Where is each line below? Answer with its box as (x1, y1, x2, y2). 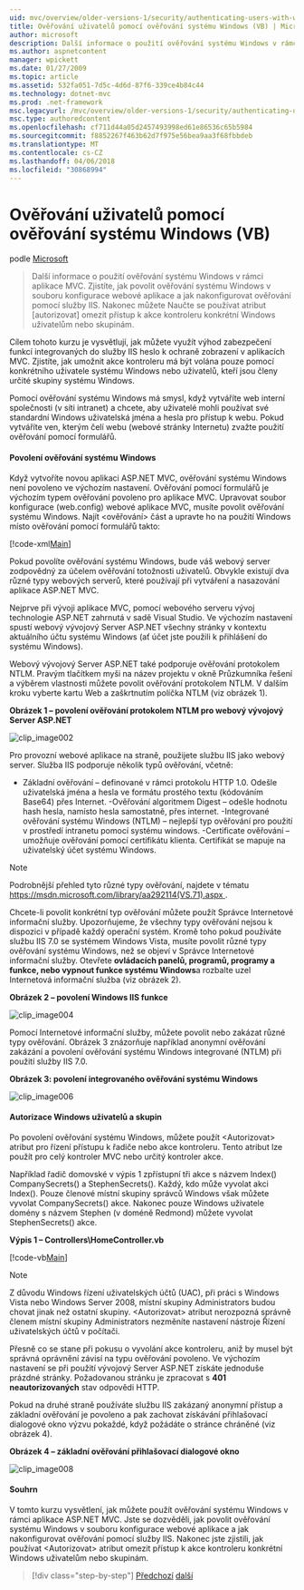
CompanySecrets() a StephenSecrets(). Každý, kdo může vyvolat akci (9, 1178, 269, 1189)
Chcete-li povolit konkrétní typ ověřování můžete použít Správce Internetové (9, 906, 294, 917)
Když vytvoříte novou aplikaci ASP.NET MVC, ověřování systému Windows (9, 473, 287, 483)
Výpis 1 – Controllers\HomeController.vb (9, 1234, 165, 1245)
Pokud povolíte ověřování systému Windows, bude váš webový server (9, 555, 271, 567)
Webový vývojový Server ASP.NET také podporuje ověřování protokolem (9, 658, 280, 669)
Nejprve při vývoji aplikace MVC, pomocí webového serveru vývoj (9, 602, 255, 613)
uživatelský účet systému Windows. (22, 844, 157, 855)
